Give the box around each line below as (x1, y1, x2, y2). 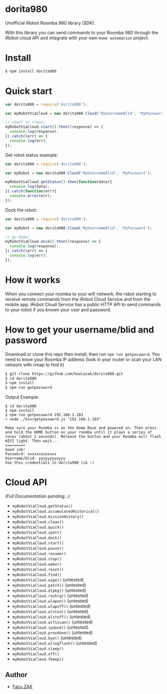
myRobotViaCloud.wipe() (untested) (12, 577, 84, 583)
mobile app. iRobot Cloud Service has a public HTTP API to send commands (5, 301, 162, 307)
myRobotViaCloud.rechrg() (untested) (12, 593, 88, 599)
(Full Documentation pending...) (5, 493, 70, 499)
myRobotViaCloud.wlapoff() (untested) (12, 603, 91, 609)
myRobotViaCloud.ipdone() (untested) (12, 624, 88, 630)
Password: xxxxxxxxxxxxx (5, 451, 57, 457)
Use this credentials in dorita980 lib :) (5, 460, 94, 465)
